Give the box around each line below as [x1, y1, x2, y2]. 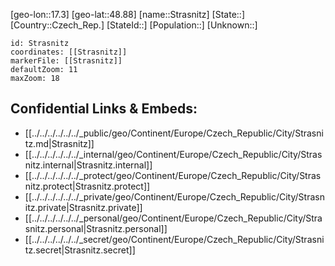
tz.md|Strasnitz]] [24, 137, 95, 149]
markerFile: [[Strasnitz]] [10, 56, 123, 66]
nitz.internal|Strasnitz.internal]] [24, 159, 153, 171]
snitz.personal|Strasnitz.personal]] [24, 222, 168, 234]
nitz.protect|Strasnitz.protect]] [24, 180, 151, 192]
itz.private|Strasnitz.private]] [24, 201, 143, 213]
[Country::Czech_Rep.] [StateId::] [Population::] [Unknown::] [10, 19, 258, 31]
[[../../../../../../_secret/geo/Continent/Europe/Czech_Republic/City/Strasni [24, 233, 325, 245]
